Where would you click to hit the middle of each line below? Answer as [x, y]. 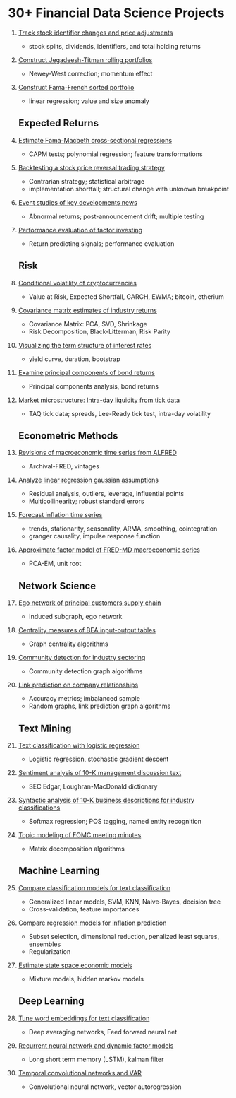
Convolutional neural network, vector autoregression [105, 1087]
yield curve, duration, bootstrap [74, 359]
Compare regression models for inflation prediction [92, 923]
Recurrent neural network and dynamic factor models [96, 1045]
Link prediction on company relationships [78, 685]
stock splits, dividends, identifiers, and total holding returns [115, 46]
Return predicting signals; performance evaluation [101, 243]
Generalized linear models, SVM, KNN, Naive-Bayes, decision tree [125, 902]
